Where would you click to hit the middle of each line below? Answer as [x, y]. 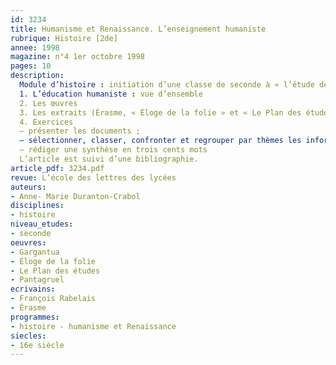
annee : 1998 [35, 47]
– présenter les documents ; [80, 131]
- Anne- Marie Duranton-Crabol [75, 196]
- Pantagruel [37, 280]
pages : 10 [31, 66]
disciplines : [37, 206]
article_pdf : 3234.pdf [57, 168]
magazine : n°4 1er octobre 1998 [77, 57]
